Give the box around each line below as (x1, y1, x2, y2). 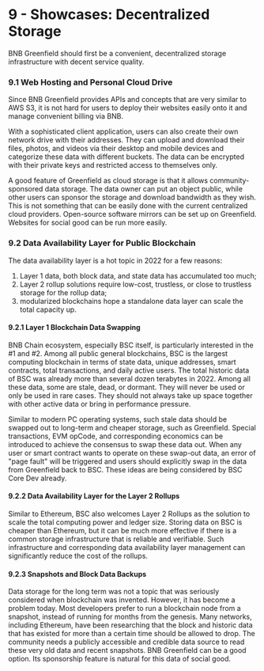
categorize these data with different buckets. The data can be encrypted (8, 152, 245, 161)
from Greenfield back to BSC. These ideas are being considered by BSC (8, 464, 243, 474)
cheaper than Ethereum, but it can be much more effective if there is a (8, 525, 237, 535)
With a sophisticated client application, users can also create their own (8, 127, 239, 136)
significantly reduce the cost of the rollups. (8, 551, 149, 560)
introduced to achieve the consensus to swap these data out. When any (8, 439, 243, 449)
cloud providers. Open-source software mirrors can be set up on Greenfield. (8, 210, 257, 219)
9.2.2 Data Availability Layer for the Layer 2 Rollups (8, 491, 180, 501)
